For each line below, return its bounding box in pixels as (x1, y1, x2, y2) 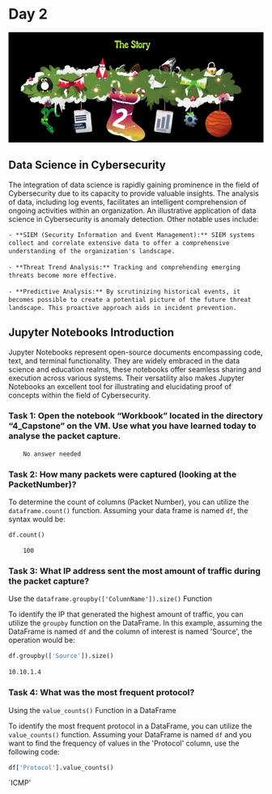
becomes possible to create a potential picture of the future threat (8, 295, 252, 304)
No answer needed (23, 450, 82, 458)
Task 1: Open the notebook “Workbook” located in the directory (8, 410, 263, 422)
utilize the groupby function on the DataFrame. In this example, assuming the (8, 618, 263, 628)
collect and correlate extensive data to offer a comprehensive (8, 239, 230, 247)
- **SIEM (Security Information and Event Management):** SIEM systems (8, 231, 255, 239)
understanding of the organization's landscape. (8, 247, 176, 255)
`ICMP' (8, 778, 32, 788)
